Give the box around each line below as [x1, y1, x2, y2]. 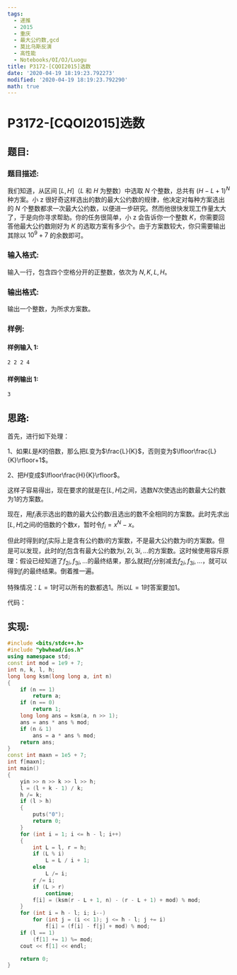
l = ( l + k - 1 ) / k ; [20, 785, 83, 792]
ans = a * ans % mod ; [33, 732, 97, 739]
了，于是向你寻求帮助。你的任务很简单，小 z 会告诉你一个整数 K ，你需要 [7, 213, 219, 221]
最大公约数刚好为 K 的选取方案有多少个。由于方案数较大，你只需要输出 [19, 221, 226, 230]
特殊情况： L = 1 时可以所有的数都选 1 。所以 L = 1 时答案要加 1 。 [7, 583, 184, 592]
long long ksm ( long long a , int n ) [7, 673, 112, 680]
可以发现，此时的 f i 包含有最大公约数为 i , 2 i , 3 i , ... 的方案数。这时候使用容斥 [13, 546, 223, 557]
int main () [7, 765, 40, 772]
